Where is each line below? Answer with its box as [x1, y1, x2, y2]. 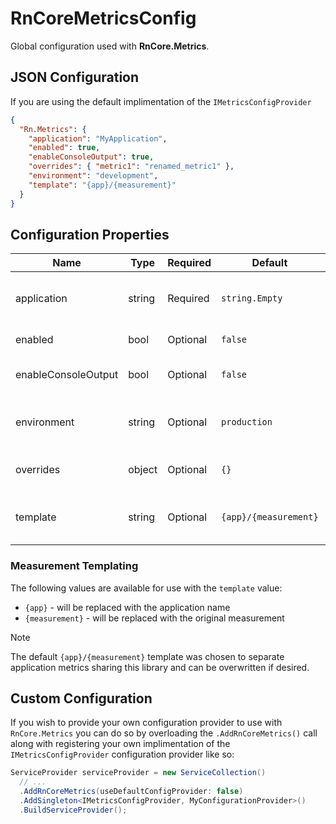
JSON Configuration [10, 69, 140, 86]
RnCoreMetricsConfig [10, 7, 197, 30]
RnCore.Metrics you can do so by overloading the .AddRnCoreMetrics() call [10, 727, 318, 739]
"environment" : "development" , [28, 171, 159, 181]
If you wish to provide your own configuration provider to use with [10, 717, 283, 729]
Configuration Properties [10, 226, 170, 243]
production [221, 417, 273, 428]
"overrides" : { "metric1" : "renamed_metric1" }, [28, 162, 235, 172]
